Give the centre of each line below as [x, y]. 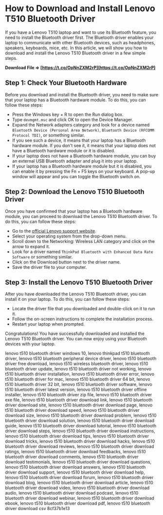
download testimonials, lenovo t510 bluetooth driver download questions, [78, 462]
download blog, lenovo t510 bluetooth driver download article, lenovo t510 [79, 483]
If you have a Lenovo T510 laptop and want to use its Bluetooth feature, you [81, 32]
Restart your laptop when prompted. [48, 324]
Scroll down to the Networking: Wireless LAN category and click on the [83, 241]
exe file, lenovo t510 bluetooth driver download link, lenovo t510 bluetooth [79, 400]
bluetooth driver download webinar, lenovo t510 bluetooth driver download [80, 498]
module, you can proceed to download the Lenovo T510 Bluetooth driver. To [81, 216]
